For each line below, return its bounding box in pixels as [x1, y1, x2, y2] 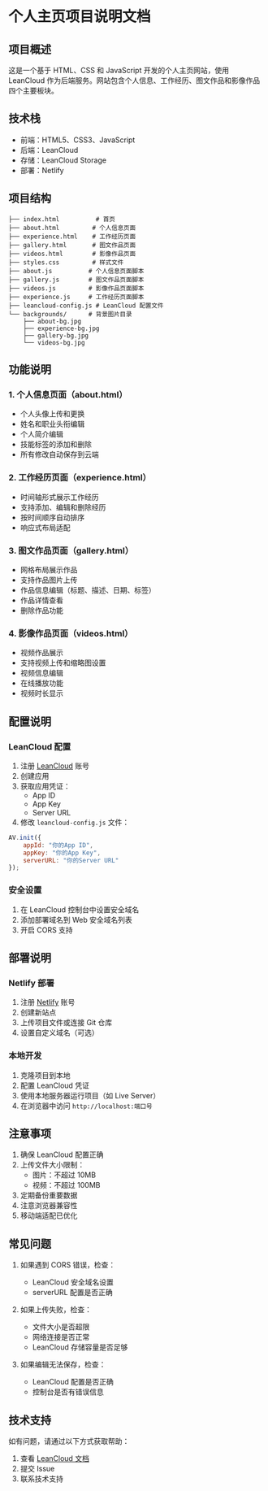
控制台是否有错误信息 [32, 1387, 104, 1397]
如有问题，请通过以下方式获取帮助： [8, 1436, 130, 1445]
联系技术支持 [19, 1473, 63, 1484]
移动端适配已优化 [19, 1211, 78, 1220]
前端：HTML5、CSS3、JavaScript [19, 135, 136, 145]
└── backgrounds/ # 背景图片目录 [8, 310, 132, 318]
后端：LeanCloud [19, 145, 79, 154]
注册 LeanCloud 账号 [19, 761, 89, 771]
